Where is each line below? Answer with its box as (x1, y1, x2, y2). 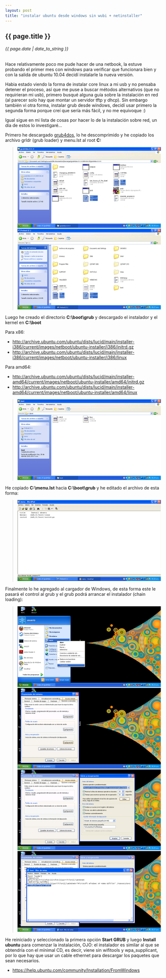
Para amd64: (5, 364, 32, 370)
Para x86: (5, 329, 25, 335)
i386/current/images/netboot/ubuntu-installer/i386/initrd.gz (12, 344, 134, 350)
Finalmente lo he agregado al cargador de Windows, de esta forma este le (5, 586, 156, 592)
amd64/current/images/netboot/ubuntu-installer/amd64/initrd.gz (12, 379, 145, 385)
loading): (5, 596, 23, 602)
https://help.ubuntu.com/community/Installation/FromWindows (12, 967, 140, 973)
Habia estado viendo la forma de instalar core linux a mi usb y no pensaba (5, 82, 156, 88)
